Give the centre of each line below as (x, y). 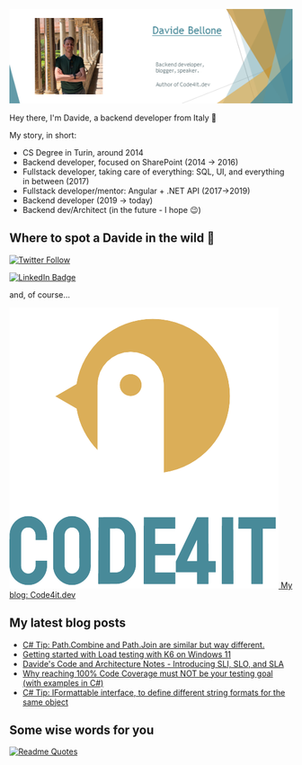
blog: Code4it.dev (43, 594)
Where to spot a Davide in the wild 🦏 (112, 238)
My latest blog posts (67, 623)
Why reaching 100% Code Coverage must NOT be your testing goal (147, 673)
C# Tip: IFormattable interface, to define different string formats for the (154, 692)
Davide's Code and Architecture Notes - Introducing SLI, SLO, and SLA (153, 663)
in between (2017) (56, 181)
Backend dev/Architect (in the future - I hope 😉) (112, 210)
